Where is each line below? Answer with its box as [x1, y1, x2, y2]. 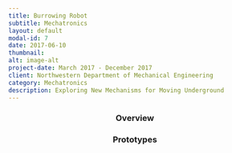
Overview [115, 113, 155, 124]
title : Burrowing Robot [8, 11, 88, 20]
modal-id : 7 [8, 34, 48, 42]
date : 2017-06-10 [8, 42, 67, 50]
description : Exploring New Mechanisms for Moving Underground [8, 86, 225, 95]
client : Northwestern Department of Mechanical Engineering [8, 71, 214, 79]
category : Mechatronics [8, 79, 88, 87]
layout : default [8, 26, 63, 34]
